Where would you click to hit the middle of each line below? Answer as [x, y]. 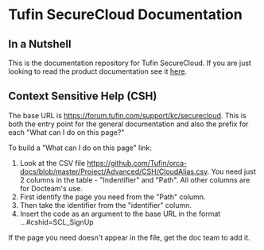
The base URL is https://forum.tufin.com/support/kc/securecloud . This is [127, 115]
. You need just [232, 171]
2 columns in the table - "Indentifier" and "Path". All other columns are [135, 179]
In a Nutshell [40, 44]
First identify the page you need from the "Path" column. [113, 197]
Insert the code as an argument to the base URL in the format [120, 213]
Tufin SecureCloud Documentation [125, 15]
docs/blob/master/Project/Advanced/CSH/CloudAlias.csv [114, 171]
